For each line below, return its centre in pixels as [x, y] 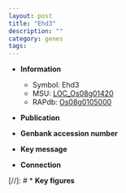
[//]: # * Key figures [41, 181]
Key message [43, 149]
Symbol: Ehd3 [56, 85]
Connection [40, 165]
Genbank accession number [69, 134]
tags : [17, 46]
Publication [40, 118]
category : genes [36, 39]
